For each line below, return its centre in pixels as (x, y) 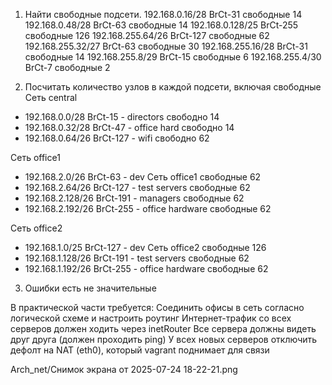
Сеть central (51, 97)
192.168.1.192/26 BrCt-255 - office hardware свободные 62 (146, 268)
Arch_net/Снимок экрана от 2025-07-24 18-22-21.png (124, 369)
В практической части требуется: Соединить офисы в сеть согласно (157, 307)
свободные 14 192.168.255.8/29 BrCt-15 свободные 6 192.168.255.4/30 (173, 57)
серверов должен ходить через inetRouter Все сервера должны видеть (163, 328)
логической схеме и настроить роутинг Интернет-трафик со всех (151, 318)
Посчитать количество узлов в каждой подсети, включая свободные (173, 87)
